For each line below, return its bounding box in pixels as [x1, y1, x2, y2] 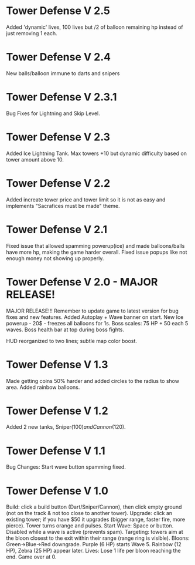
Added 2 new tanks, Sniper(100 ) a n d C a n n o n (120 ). [6, 423, 126, 431]
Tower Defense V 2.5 [6, 4, 110, 18]
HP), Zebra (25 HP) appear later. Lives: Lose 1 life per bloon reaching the [6, 547, 181, 554]
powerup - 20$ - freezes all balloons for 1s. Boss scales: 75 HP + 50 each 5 [6, 320, 189, 327]
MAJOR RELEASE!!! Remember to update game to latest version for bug [6, 307, 179, 314]
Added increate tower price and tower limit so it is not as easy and [6, 196, 166, 203]
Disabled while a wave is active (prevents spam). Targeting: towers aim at [6, 529, 183, 536]
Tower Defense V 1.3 [6, 358, 108, 371]
